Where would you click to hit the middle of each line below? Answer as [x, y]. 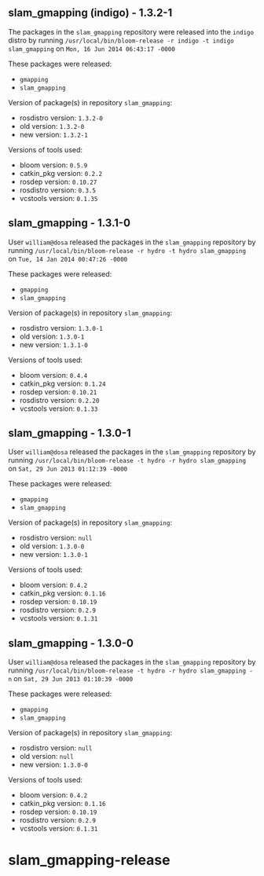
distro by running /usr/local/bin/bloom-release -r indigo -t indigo [121, 40]
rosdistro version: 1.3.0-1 [61, 328]
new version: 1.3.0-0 [53, 764]
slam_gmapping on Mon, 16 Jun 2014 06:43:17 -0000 [92, 48]
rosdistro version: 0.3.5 [58, 190]
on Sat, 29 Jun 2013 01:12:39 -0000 [68, 469]
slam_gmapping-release [89, 860]
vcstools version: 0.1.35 [59, 198]
